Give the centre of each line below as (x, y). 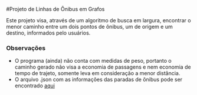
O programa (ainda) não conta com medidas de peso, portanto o (93, 61)
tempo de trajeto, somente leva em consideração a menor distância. (97, 73)
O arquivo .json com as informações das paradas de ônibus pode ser (98, 80)
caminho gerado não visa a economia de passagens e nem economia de (103, 67)
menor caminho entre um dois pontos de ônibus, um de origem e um (89, 27)
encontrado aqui (35, 86)
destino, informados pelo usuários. (48, 33)
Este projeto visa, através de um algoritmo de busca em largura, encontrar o (98, 20)
